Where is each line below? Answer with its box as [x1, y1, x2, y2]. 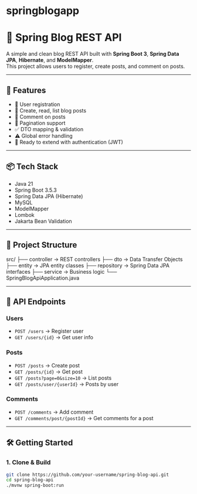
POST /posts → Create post [14, 362, 80, 369]
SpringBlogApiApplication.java [6, 274, 80, 281]
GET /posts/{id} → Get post [14, 368, 83, 375]
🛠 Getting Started [6, 438, 73, 448]
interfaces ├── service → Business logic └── [6, 268, 117, 275]
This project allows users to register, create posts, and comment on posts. [6, 63, 185, 70]
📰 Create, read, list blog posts [14, 107, 87, 114]
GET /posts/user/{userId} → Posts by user [14, 380, 119, 387]
